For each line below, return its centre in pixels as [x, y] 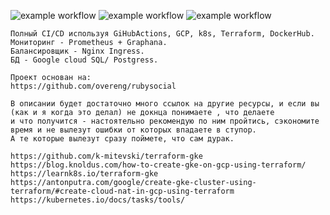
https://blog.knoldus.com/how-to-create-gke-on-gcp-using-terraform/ [158, 165]
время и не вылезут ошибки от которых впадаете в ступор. [133, 130]
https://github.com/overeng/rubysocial [93, 86]
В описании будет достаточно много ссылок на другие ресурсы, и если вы [165, 104]
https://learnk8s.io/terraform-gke [84, 174]
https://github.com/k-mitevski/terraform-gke [106, 156]
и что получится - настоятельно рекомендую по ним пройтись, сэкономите [165, 121]
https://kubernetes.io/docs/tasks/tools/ [98, 200]
